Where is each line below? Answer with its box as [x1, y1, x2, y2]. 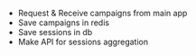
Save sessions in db [17, 27, 93, 37]
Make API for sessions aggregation [17, 36, 149, 47]
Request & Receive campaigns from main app [17, 8, 188, 18]
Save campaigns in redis [17, 17, 110, 28]
